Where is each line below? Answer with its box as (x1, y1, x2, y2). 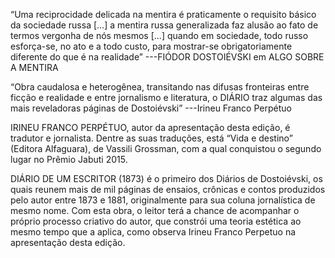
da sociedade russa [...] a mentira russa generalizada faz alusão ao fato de (10, 19, 319, 31)
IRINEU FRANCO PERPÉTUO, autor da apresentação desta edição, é (10, 122, 291, 133)
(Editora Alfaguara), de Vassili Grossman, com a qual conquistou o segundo (10, 143, 322, 154)
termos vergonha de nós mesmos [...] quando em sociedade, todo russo (10, 30, 309, 41)
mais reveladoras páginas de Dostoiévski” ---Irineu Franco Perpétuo (10, 102, 292, 114)
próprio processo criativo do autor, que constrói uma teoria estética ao (10, 215, 302, 227)
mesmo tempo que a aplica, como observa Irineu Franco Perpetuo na (10, 226, 297, 238)
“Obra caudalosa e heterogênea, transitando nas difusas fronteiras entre (10, 81, 310, 93)
